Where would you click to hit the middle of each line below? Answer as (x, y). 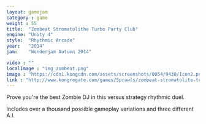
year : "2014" (26, 46)
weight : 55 (21, 23)
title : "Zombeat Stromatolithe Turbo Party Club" (72, 29)
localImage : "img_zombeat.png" (48, 68)
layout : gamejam (27, 12)
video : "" (20, 63)
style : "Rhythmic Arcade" (41, 40)
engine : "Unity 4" (30, 35)
